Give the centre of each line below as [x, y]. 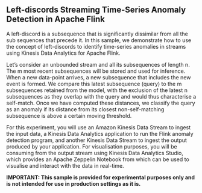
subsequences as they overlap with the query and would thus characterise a [101, 96]
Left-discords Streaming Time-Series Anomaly [96, 10]
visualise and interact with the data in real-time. [65, 165]
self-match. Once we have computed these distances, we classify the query [101, 103]
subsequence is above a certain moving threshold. [69, 115]
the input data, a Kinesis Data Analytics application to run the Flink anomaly [100, 133]
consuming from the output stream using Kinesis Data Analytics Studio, [95, 153]
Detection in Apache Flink [56, 20]
